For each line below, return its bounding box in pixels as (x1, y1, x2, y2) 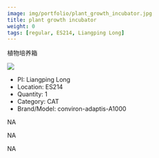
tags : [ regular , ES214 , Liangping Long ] (7, 29, 125, 36)
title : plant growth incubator (7, 16, 97, 23)
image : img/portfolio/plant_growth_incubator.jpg (7, 10, 153, 17)
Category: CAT (17, 98, 60, 106)
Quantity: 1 (17, 90, 48, 98)
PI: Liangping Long (17, 76, 71, 84)
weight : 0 (7, 23, 36, 30)
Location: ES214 (17, 83, 63, 91)
